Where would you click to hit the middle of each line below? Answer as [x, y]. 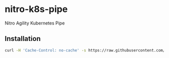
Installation [23, 39]
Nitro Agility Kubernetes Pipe [35, 23]
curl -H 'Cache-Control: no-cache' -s [45, 50]
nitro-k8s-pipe [36, 9]
